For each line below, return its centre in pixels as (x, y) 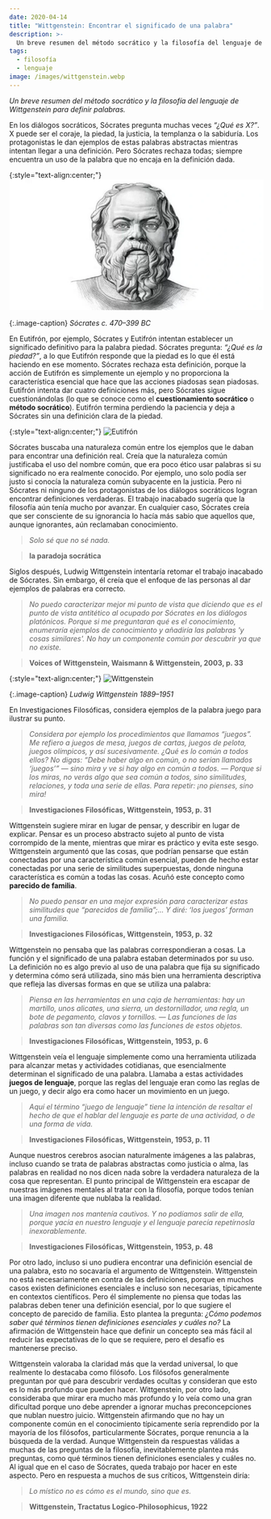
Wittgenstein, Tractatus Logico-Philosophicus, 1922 (118, 1506)
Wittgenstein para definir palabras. (67, 109)
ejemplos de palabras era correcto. (67, 588)
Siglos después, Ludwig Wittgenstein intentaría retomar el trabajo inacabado (136, 571)
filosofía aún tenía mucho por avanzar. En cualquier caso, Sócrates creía (129, 507)
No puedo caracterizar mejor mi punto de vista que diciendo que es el (146, 604)
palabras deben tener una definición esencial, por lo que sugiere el (121, 1305)
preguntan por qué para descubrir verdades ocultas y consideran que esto (133, 1381)
